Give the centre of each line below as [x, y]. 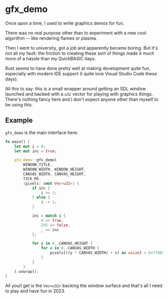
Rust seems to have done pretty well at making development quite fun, [78, 68]
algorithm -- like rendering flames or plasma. [51, 38]
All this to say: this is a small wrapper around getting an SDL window [75, 88]
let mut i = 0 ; [30, 146]
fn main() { [17, 141]
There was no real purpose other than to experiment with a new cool [76, 33]
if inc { [41, 188]
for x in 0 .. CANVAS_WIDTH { [70, 248]
